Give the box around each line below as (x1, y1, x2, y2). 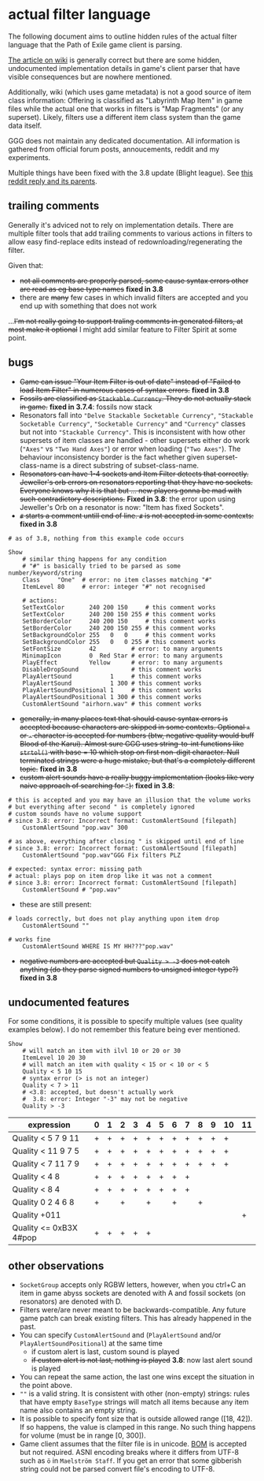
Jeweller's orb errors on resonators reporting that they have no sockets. (19, 477, 253, 486)
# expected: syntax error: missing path (8, 865, 143, 873)
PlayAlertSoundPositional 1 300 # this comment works (22, 693, 202, 701)
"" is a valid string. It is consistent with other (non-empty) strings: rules (19, 1389, 250, 1398)
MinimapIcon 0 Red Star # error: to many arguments (22, 652, 223, 660)
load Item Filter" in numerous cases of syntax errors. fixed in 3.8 (19, 385, 229, 395)
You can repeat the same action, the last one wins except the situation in (19, 1372, 255, 1382)
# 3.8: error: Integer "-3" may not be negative (22, 1096, 189, 1103)
